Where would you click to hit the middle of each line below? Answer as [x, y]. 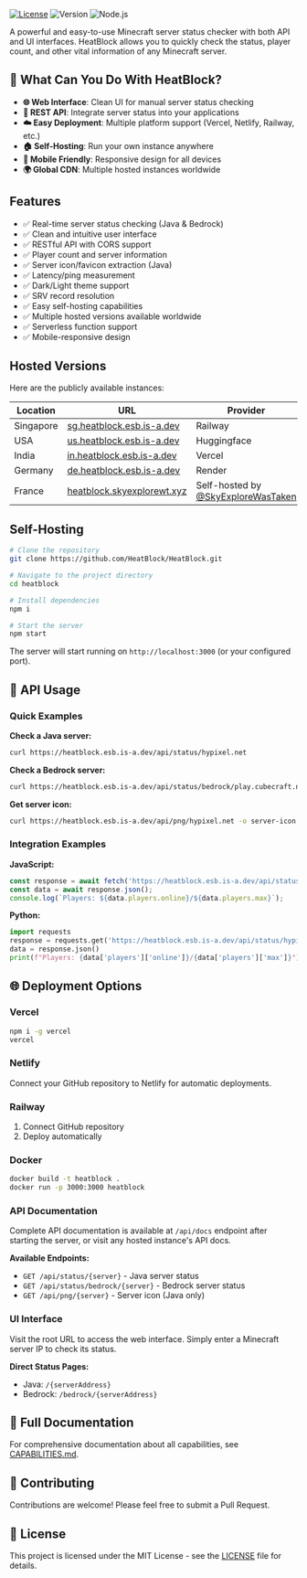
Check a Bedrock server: [58, 770]
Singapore [36, 426]
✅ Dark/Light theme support [76, 285]
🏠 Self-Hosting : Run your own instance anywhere [118, 145]
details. [23, 1566]
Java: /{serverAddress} [67, 1384]
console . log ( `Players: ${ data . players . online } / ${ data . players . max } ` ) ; [147, 898]
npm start [28, 634]
